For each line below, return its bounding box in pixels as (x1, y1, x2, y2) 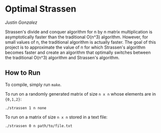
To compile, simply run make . (5, 82, 62, 87)
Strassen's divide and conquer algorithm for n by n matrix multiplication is (5, 29, 153, 34)
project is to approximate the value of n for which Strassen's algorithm (5, 44, 145, 50)
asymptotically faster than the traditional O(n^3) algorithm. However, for (5, 34, 148, 40)
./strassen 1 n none (5, 105, 47, 110)
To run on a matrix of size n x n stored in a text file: (5, 114, 108, 120)
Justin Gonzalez (5, 19, 38, 25)
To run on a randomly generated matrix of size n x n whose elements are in (5, 91, 156, 97)
